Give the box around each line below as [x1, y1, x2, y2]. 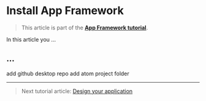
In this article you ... [6, 36, 56, 43]
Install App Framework [6, 4, 124, 18]
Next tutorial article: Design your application [21, 87, 133, 95]
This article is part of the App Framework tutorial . [21, 24, 148, 31]
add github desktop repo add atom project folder [6, 70, 130, 77]
